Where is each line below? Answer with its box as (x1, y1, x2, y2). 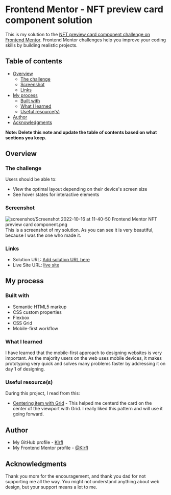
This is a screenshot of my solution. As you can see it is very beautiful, (5, 227, 154, 233)
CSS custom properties (12, 309, 62, 315)
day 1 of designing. (5, 366, 45, 372)
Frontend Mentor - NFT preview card (5, 4, 163, 15)
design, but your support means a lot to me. (5, 484, 97, 490)
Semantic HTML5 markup (12, 304, 67, 310)
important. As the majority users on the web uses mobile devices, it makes (5, 355, 162, 361)
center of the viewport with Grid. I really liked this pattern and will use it (12, 406, 163, 412)
